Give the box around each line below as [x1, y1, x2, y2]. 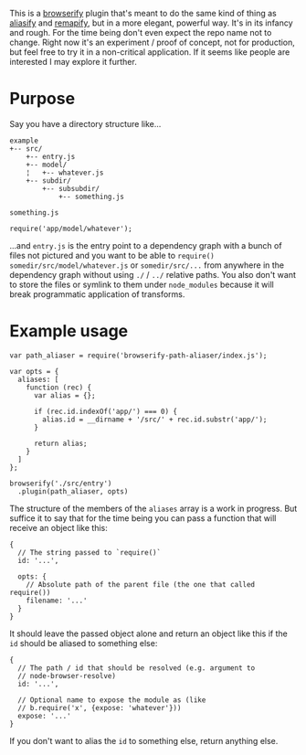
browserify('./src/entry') [9, 479, 112, 488]
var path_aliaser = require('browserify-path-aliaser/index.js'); [9, 351, 268, 360]
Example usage [9, 321, 129, 342]
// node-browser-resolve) [17, 671, 117, 680]
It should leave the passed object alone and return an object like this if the [9, 628, 288, 639]
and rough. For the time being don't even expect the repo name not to [9, 27, 272, 37]
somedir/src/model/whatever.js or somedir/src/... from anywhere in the [9, 260, 285, 271]
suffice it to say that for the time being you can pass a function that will [9, 512, 277, 524]
